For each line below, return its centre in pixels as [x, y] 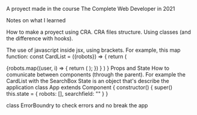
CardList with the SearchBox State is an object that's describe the [88, 81]
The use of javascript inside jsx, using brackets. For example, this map [93, 50]
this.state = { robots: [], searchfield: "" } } [57, 94]
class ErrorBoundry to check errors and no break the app [77, 105]
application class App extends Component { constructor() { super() [89, 87]
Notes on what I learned [36, 20]
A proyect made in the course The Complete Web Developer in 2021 [91, 9]
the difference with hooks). [40, 38]
